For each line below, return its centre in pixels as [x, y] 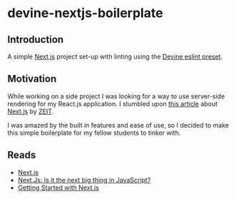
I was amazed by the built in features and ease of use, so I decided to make [118, 125]
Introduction [36, 40]
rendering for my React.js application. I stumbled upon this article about [113, 103]
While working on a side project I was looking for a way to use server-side [116, 96]
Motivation [32, 79]
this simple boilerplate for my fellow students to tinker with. [94, 133]
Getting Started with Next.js [58, 188]
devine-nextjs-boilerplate [85, 13]
